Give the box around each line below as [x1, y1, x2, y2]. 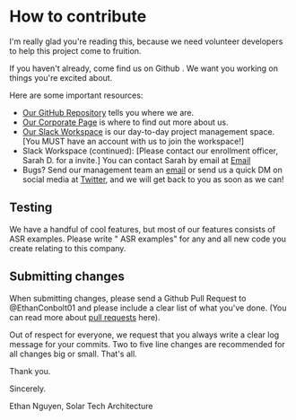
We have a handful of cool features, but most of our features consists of [9, 223, 276, 234]
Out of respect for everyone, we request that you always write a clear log [9, 329, 280, 340]
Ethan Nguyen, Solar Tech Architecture [9, 400, 153, 411]
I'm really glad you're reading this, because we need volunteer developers [9, 36, 283, 47]
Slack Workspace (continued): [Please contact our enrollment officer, [22, 145, 279, 156]
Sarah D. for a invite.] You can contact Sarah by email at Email [22, 154, 251, 165]
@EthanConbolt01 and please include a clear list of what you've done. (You [9, 302, 287, 313]
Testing [9, 200, 53, 215]
